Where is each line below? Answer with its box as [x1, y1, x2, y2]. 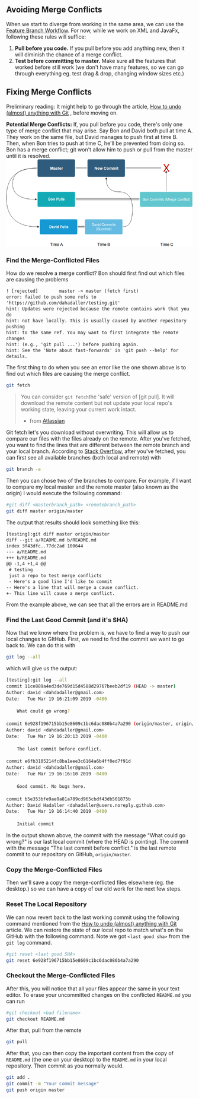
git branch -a [6, 466, 41, 473]
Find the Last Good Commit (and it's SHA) [6, 616, 129, 624]
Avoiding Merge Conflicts [6, 5, 102, 15]
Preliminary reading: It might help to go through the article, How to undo [6, 103, 182, 110]
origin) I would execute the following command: [6, 490, 123, 497]
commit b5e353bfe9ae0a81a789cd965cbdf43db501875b [6, 796, 131, 802]
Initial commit [17, 821, 54, 827]
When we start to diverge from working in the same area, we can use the [6, 20, 184, 27]
